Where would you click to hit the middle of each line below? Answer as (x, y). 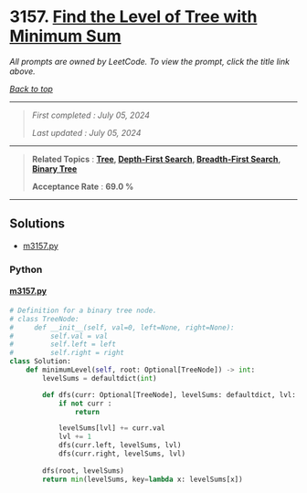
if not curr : (85, 404)
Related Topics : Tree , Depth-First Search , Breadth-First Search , (156, 159)
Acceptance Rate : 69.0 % (83, 186)
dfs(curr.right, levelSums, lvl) (122, 454)
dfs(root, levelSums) (84, 471)
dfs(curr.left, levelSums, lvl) (120, 446)
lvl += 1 (75, 437)
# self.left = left (63, 344)
